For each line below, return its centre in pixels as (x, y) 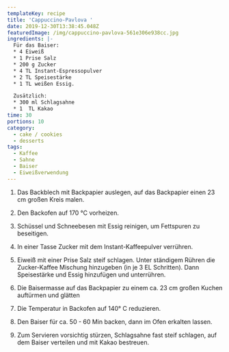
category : (21, 128)
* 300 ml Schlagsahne (44, 103)
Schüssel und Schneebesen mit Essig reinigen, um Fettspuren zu (108, 226)
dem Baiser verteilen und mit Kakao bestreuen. (83, 342)
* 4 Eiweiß (29, 52)
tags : (15, 147)
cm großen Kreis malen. (51, 199)
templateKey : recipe (37, 13)
